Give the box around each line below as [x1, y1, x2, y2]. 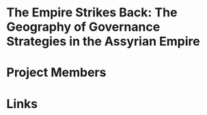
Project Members [6, 65, 107, 80]
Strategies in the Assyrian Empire [6, 34, 200, 49]
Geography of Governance [6, 19, 161, 35]
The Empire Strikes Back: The [6, 5, 178, 20]
